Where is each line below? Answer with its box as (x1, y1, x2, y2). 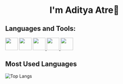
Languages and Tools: (5, 24, 76, 33)
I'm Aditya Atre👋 (49, 4, 119, 16)
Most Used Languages (5, 60, 77, 69)
